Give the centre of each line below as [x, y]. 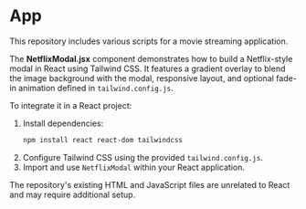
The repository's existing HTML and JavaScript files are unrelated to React [150, 184]
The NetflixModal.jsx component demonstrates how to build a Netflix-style [151, 58]
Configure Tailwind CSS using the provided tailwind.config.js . [142, 157]
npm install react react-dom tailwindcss [102, 140]
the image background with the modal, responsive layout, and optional [142, 78]
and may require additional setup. [73, 194]
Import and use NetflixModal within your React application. [133, 167]
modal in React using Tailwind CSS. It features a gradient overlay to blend [148, 68]
